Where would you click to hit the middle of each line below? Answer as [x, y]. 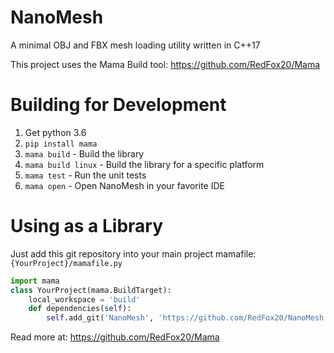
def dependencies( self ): [80, 309]
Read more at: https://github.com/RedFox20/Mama [115, 337]
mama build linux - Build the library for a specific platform [144, 164]
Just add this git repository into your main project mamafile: [133, 253]
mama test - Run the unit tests [85, 175]
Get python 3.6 [55, 132]
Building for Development [118, 105]
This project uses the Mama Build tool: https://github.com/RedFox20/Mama [165, 64]
